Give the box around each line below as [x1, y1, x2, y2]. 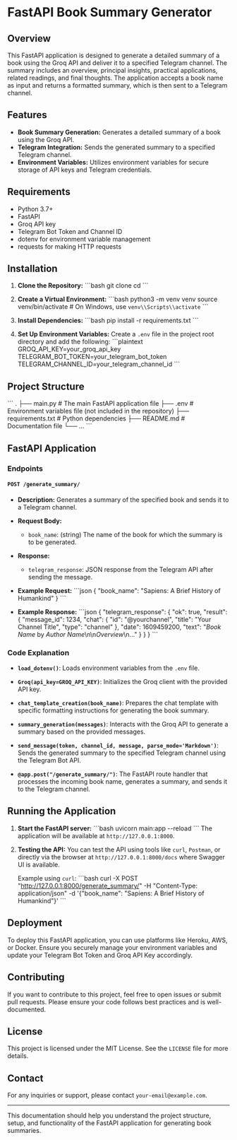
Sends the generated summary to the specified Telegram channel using [17, 748, 226, 757]
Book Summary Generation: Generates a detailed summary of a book [17, 128, 221, 136]
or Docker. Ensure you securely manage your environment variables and [7, 943, 217, 951]
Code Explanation [7, 647, 70, 657]
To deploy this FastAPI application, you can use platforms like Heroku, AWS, [7, 936, 228, 944]
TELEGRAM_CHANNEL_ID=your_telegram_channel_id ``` [17, 360, 181, 368]
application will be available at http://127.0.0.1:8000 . [17, 831, 175, 840]
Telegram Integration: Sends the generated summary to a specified [17, 143, 215, 151]
